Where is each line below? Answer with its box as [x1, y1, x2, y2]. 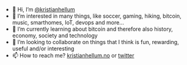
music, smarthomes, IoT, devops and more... [12, 19, 124, 26]
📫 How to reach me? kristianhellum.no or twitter [12, 52, 134, 59]
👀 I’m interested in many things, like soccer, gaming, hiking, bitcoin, [12, 12, 182, 20]
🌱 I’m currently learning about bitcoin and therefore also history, [12, 25, 173, 32]
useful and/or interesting [12, 45, 75, 52]
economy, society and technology [12, 32, 98, 39]
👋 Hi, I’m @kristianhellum [12, 6, 75, 13]
